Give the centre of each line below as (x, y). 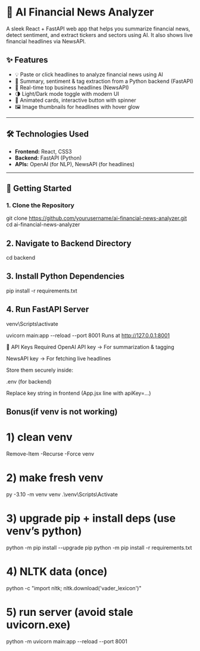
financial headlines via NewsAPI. (46, 41)
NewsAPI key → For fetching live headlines (59, 358)
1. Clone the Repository (40, 205)
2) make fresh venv (55, 478)
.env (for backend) (29, 381)
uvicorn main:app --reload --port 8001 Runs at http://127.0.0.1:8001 (88, 335)
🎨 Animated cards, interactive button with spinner (75, 100)
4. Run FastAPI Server (48, 309)
